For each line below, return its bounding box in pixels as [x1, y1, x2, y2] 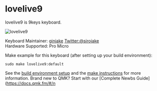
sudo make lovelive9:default [5, 62, 64, 66]
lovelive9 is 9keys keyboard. [5, 19, 62, 25]
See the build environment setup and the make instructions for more [5, 70, 141, 76]
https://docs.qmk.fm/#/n [6, 80, 56, 86]
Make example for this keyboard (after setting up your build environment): [5, 52, 153, 58]
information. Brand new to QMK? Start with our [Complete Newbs [5, 75, 136, 81]
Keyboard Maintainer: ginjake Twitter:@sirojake [5, 38, 99, 44]
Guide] [136, 75, 150, 81]
